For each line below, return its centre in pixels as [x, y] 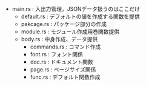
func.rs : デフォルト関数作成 [65, 77]
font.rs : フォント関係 [57, 54]
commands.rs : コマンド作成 [65, 47]
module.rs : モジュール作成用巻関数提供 [70, 31]
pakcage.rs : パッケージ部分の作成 [64, 24]
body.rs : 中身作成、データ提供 [59, 39]
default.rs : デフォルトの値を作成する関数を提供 [81, 16]
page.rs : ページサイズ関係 [63, 69]
